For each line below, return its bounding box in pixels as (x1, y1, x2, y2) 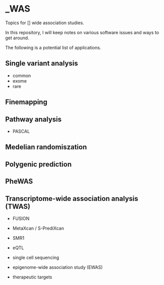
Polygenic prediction (5, 160, 72, 169)
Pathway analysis (5, 115, 62, 123)
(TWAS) (5, 202, 31, 210)
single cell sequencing (12, 254, 59, 260)
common (12, 73, 31, 79)
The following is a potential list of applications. (5, 44, 102, 50)
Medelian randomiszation (5, 143, 87, 152)
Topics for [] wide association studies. (5, 20, 85, 26)
